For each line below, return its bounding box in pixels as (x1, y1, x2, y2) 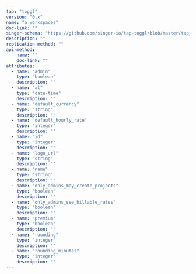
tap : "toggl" (6, 8, 38, 15)
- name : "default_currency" (11, 101, 80, 107)
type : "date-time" (16, 90, 61, 96)
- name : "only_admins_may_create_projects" (11, 183, 118, 189)
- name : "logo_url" (11, 150, 59, 156)
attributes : (6, 63, 35, 69)
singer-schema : (6, 30, 43, 36)
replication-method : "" (6, 42, 64, 47)
